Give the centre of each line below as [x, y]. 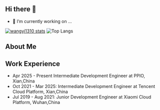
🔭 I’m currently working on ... [42, 21]
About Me [21, 47]
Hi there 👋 [21, 9]
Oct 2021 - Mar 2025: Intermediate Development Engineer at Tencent [84, 86]
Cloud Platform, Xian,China [40, 92]
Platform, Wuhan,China [36, 102]
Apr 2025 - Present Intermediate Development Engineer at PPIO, [79, 76]
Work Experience [33, 64]
